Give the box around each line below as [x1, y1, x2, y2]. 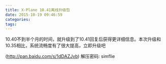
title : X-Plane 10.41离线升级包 [5, 7, 70, 13]
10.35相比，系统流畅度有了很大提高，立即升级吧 [5, 43, 106, 49]
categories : [5, 17, 31, 22]
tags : [5, 21, 17, 27]
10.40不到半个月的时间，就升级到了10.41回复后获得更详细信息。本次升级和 [5, 36, 161, 42]
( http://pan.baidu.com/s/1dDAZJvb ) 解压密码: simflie [5, 53, 115, 59]
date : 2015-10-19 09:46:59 [5, 12, 63, 17]
